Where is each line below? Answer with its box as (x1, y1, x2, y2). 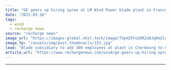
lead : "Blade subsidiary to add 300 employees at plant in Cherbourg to (5, 45, 163, 50)
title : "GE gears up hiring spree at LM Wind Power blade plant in (5, 7, 152, 13)
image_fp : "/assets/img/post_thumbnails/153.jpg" (5, 41, 113, 46)
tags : (5, 17, 17, 22)
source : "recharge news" (5, 31, 58, 36)
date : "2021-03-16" (5, 12, 47, 17)
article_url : (5, 50, 33, 55)
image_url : (5, 36, 28, 41)
